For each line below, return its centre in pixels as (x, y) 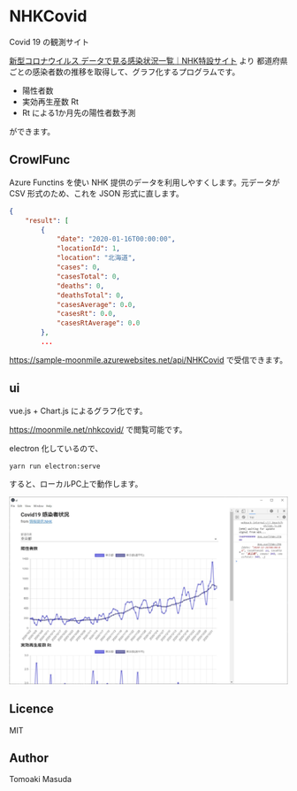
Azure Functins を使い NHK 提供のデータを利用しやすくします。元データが (145, 182)
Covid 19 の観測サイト (49, 42)
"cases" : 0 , (78, 267)
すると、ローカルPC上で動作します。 (76, 483)
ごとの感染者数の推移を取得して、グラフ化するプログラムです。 (125, 72)
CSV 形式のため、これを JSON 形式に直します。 (96, 193)
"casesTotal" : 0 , (88, 276)
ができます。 (32, 131)
